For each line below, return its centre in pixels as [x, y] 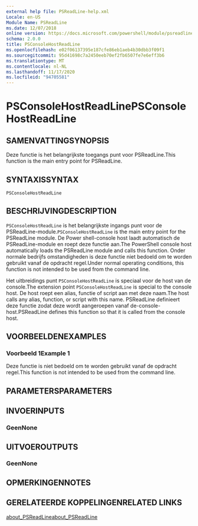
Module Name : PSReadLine [37, 22]
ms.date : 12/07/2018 [32, 28]
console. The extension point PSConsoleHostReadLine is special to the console [99, 287]
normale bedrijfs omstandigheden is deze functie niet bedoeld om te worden [99, 256]
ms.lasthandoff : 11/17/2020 [41, 72]
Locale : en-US [24, 17]
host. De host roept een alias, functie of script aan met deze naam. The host [98, 293]
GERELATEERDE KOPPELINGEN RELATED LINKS [94, 503]
